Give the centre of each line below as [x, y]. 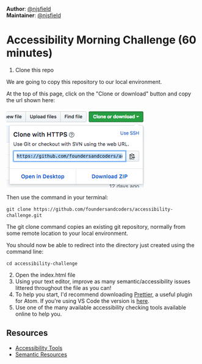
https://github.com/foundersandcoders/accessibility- [103, 209]
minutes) [30, 53]
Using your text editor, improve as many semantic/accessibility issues [103, 281]
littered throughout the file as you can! [63, 288]
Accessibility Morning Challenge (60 [101, 40]
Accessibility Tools [39, 347]
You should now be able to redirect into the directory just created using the [100, 245]
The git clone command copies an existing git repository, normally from [96, 226]
